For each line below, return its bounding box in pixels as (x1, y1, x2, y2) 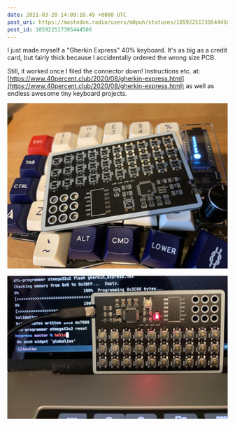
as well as (185, 82, 215, 90)
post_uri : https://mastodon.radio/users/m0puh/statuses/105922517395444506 (7, 18, 233, 26)
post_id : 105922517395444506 (7, 26, 92, 33)
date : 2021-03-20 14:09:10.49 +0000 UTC (7, 11, 127, 18)
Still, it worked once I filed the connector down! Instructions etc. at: (7, 67, 201, 76)
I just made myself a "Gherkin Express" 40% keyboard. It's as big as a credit (7, 46, 227, 55)
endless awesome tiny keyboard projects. (7, 90, 127, 98)
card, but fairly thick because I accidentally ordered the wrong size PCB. (7, 53, 216, 62)
